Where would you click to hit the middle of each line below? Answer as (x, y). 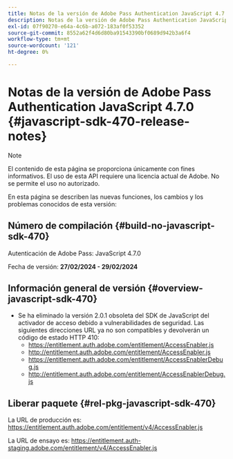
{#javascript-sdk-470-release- (99, 122)
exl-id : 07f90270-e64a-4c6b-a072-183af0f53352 (76, 26)
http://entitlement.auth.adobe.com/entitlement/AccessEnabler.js (119, 352)
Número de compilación (60, 226)
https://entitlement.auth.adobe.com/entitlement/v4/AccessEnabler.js (105, 427)
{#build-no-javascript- (165, 226)
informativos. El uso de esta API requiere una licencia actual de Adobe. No (114, 176)
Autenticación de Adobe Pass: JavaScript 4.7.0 (74, 253)
